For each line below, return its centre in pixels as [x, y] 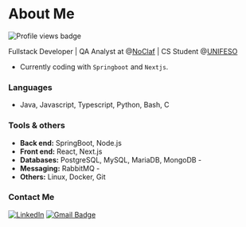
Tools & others [37, 126]
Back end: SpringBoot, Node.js [70, 143]
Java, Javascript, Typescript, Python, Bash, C [94, 105]
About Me [41, 14]
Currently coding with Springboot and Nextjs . [94, 67]
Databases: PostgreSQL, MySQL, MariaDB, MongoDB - [111, 159]
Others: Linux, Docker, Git [62, 177]
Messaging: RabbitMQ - [60, 168]
